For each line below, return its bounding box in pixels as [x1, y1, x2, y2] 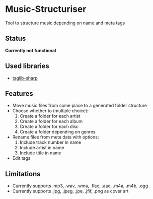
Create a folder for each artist [19, 113, 80, 119]
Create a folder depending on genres [19, 129, 96, 135]
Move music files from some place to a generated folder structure [12, 103, 147, 109]
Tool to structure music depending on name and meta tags [5, 20, 125, 26]
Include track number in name [19, 139, 81, 145]
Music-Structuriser [5, 3, 86, 15]
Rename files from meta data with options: [12, 134, 99, 140]
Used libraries [5, 62, 50, 70]
